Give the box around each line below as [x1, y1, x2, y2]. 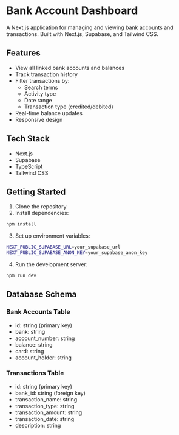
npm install [6, 221, 36, 227]
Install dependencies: [15, 210, 69, 217]
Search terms [24, 83, 58, 91]
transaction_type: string [15, 402, 75, 409]
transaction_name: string [15, 395, 78, 403]
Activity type [24, 90, 56, 97]
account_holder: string [15, 354, 72, 361]
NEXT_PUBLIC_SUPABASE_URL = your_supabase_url [6, 244, 121, 250]
